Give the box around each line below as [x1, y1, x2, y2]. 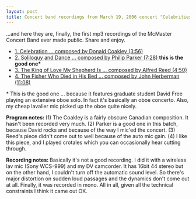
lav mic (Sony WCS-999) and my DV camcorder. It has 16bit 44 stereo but [6, 162, 184, 170]
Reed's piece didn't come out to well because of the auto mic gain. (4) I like [6, 132, 188, 139]
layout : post [6, 8, 38, 15]
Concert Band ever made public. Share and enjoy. [6, 36, 125, 43]
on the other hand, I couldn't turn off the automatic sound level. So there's [6, 169, 184, 176]
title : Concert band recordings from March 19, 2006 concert [6, 14, 158, 20]
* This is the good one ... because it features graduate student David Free [6, 90, 183, 97]
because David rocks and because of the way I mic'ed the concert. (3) [6, 126, 176, 133]
